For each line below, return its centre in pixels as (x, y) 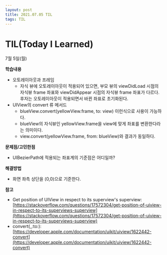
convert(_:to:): (27, 226)
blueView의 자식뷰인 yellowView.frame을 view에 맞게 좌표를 (79, 124)
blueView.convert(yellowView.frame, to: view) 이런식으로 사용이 (84, 111)
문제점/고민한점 (20, 147)
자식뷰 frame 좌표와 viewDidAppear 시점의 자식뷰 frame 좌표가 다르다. (90, 92)
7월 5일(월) (16, 59)
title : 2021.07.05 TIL (29, 15)
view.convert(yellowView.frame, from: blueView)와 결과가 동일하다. (87, 137)
